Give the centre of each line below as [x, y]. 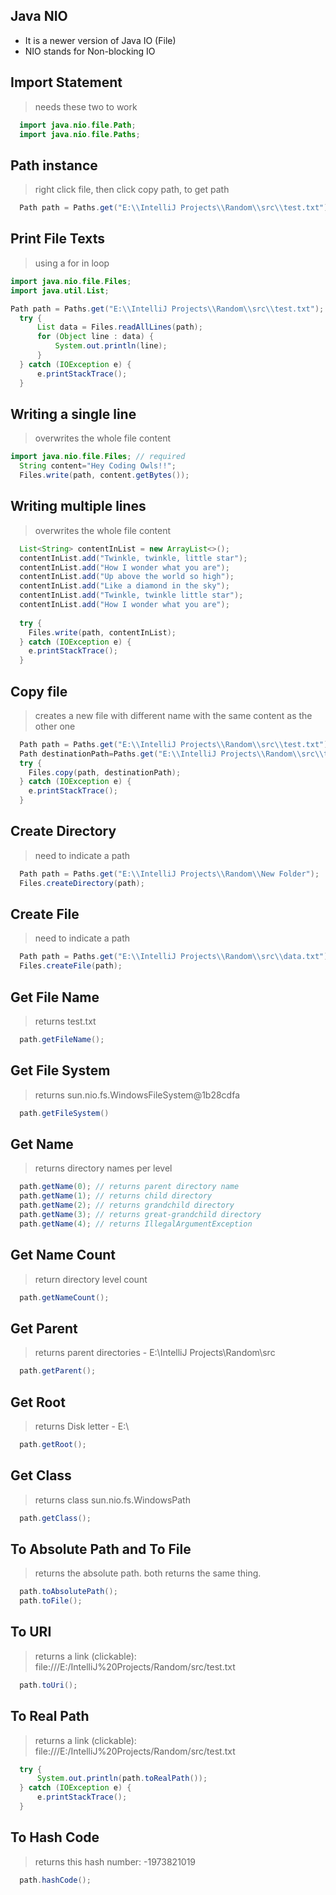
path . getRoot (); [53, 1444]
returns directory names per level [103, 1168]
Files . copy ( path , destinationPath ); [105, 772]
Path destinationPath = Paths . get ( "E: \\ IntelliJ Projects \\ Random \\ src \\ [172, 754]
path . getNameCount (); [64, 1297]
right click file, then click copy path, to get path [132, 190]
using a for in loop [72, 263]
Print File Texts [58, 239]
